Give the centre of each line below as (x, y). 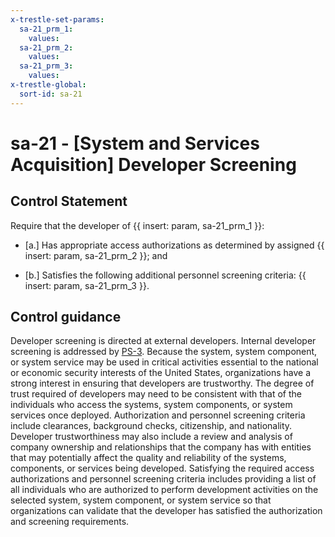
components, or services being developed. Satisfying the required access (162, 468)
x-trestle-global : (48, 85)
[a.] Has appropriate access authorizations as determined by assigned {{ (174, 245)
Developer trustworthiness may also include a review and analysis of (151, 437)
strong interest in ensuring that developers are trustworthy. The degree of (162, 383)
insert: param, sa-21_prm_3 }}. (87, 285)
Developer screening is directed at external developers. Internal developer (163, 341)
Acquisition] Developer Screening (153, 164)
